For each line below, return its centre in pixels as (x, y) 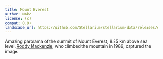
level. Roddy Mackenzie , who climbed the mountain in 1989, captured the (78, 46)
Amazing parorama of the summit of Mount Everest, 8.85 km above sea (76, 41)
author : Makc (18, 14)
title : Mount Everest (27, 9)
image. (12, 52)
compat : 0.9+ (18, 23)
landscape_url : (20, 28)
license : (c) (18, 18)
